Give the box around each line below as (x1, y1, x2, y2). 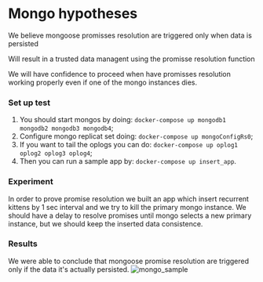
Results (8, 238, 38, 249)
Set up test (8, 97, 51, 108)
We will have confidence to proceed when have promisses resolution (8, 69, 232, 78)
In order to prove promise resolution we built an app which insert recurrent (8, 193, 250, 204)
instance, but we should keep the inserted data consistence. (8, 219, 203, 228)
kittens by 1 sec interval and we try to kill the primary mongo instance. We (8, 202, 247, 211)
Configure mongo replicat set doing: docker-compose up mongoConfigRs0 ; (19, 132, 254, 141)
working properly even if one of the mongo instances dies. (8, 78, 198, 87)
